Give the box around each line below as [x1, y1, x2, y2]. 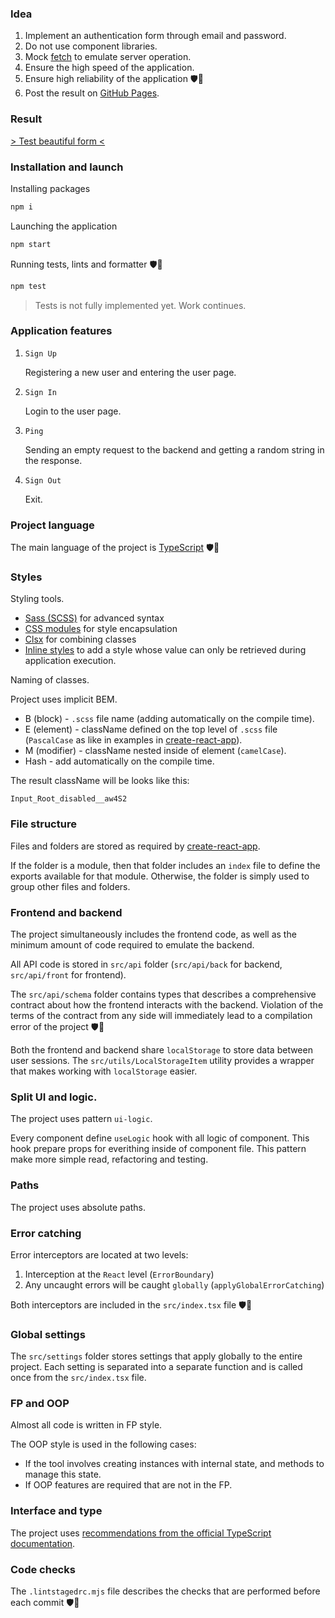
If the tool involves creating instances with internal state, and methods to [24, 1458, 325, 1470]
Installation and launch [10, 160, 124, 174]
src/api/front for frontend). [10, 969, 127, 981]
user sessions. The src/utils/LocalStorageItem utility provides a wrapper [10, 1055, 315, 1066]
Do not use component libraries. [24, 40, 158, 52]
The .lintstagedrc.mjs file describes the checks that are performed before [10, 1585, 321, 1597]
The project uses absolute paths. [10, 1201, 146, 1213]
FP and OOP [10, 1397, 70, 1411]
